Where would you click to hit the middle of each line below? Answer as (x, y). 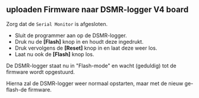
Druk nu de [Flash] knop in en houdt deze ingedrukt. (79, 41)
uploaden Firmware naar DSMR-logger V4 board (97, 10)
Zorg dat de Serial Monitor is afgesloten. (57, 24)
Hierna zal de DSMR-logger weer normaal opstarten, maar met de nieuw (95, 83)
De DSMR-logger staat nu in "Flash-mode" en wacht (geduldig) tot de (91, 66)
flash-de (17, 89)
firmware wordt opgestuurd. (41, 72)
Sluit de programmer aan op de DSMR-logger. (71, 35)
